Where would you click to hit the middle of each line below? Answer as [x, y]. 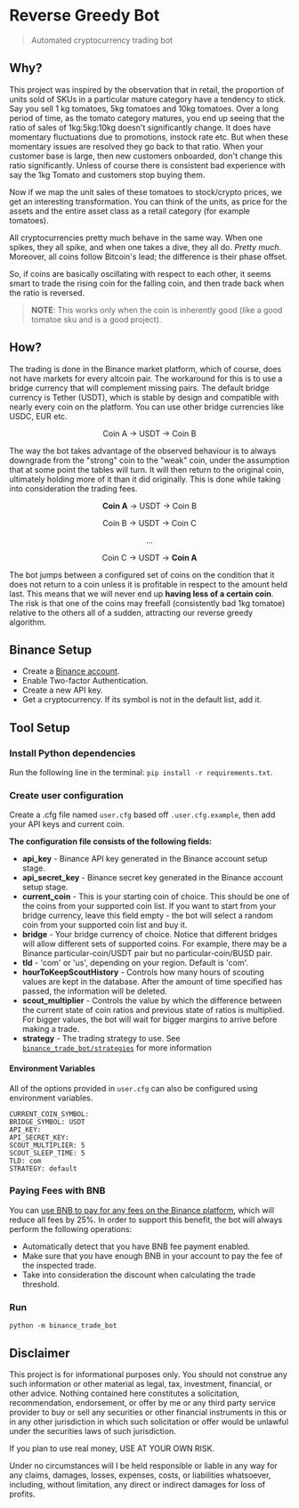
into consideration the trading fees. [73, 488]
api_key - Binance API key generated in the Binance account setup [145, 859]
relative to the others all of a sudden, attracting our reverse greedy [131, 612]
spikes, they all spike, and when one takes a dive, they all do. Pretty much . [145, 247]
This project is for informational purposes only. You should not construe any [148, 1374]
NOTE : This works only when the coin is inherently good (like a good [157, 310]
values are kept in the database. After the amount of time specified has [152, 982]
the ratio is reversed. [47, 292]
